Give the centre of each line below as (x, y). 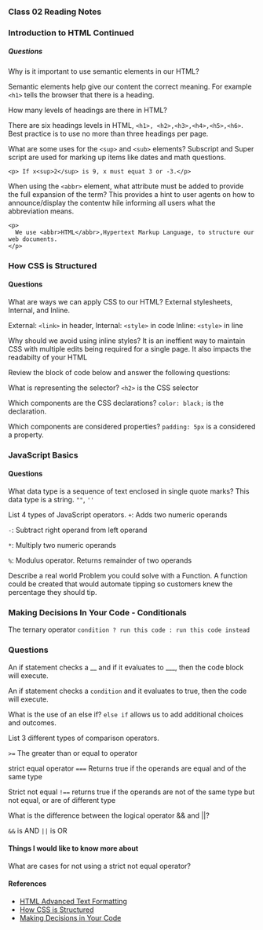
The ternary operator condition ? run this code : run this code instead (129, 629)
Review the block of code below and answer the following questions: (119, 372)
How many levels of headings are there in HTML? (88, 110)
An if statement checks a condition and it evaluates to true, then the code (128, 691)
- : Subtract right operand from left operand (78, 530)
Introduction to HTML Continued (71, 32)
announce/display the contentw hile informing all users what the (112, 202)
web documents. (33, 239)
